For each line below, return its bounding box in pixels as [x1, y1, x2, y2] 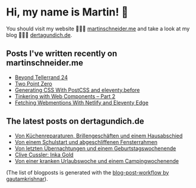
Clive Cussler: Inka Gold [14, 151, 74, 158]
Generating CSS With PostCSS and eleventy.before [14, 86, 140, 93]
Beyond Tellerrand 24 [14, 74, 68, 81]
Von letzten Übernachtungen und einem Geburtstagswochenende [14, 145, 176, 152]
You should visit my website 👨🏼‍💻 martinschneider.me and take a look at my [6, 25, 190, 32]
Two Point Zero [14, 80, 52, 87]
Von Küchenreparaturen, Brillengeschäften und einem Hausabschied [14, 132, 183, 139]
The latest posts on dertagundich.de [6, 116, 144, 127]
